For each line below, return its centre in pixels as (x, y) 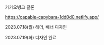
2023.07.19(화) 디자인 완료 (31, 37)
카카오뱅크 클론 (20, 7)
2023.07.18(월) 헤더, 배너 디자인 (36, 27)
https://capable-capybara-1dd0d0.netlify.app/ (52, 17)
